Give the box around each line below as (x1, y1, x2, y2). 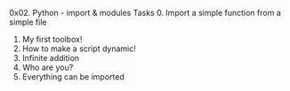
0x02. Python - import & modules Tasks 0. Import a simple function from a (9, 8, 282, 18)
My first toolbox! (21, 34, 83, 44)
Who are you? (21, 62, 74, 72)
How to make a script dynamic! (21, 43, 136, 54)
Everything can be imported (21, 72, 125, 82)
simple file (9, 17, 47, 27)
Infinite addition (21, 53, 80, 63)
